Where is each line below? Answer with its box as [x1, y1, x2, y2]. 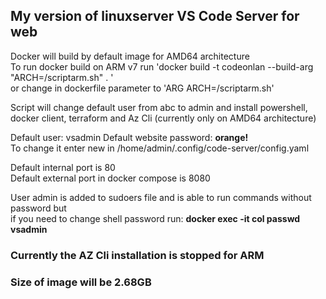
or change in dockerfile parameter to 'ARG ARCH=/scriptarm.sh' [10, 82, 275, 94]
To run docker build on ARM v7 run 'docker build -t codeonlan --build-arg [10, 60, 314, 73]
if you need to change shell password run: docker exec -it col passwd [10, 212, 301, 224]
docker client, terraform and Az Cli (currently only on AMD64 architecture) [10, 112, 317, 124]
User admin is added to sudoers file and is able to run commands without [10, 191, 312, 203]
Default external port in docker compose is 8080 [10, 172, 211, 184]
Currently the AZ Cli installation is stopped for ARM [10, 248, 265, 262]
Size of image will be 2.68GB [10, 275, 152, 289]
